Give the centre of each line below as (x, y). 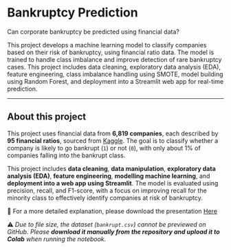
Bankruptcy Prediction (73, 13)
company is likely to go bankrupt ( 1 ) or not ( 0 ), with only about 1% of (104, 148)
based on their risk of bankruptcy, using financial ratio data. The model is (111, 52)
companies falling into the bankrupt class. (66, 155)
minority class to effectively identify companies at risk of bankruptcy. (105, 198)
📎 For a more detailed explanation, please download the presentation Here (112, 211)
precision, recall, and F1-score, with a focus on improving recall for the (107, 190)
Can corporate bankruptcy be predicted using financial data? (93, 32)
